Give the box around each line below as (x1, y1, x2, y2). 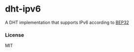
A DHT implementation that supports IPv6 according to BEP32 (5, 19, 130, 25)
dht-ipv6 (5, 3, 41, 15)
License (5, 32, 24, 38)
